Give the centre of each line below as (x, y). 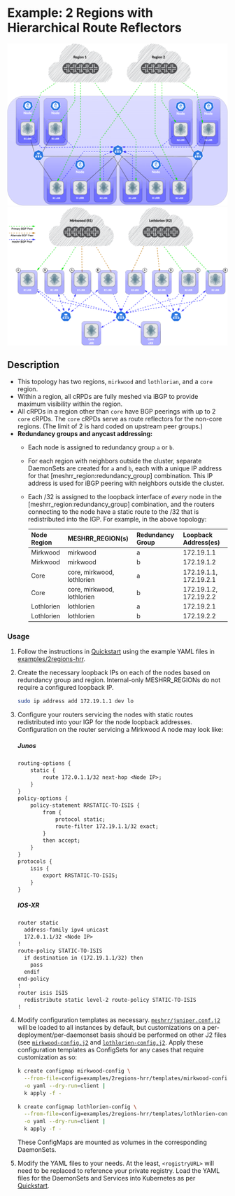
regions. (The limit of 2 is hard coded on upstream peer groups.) (110, 426)
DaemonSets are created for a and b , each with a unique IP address (125, 468)
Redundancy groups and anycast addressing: (85, 434)
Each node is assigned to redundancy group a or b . (101, 447)
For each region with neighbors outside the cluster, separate (115, 461)
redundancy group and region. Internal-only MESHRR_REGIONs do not (119, 680)
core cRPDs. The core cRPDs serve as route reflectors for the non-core (120, 419)
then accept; (62, 841)
